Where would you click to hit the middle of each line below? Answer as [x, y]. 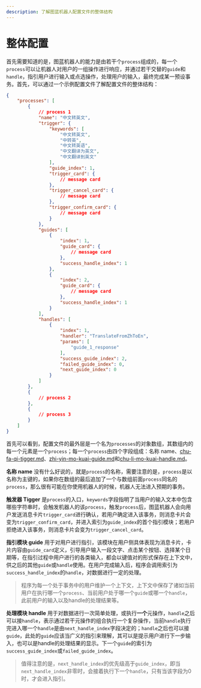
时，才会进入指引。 [45, 678]
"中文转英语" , [75, 146]
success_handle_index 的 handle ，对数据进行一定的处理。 [76, 572]
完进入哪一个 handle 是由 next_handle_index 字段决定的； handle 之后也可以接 [98, 628]
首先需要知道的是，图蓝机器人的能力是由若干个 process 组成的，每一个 [92, 61]
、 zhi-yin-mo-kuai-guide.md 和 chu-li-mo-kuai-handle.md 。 [117, 458]
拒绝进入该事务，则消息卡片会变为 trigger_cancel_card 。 [76, 529]
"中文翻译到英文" [78, 157]
